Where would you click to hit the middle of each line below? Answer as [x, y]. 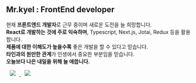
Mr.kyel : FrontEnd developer [60, 10]
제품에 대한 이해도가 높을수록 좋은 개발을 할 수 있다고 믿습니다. [77, 47]
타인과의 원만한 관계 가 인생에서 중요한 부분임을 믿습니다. [70, 54]
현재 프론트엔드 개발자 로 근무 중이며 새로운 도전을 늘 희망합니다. [79, 24]
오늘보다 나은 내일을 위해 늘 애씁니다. [48, 61]
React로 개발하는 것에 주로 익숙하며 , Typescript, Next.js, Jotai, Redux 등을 [93, 32]
